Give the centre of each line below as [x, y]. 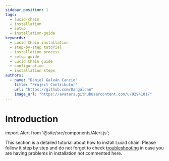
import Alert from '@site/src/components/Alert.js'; [57, 133]
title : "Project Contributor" [46, 85]
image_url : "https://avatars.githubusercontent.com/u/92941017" [83, 94]
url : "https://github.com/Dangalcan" [54, 89]
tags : [11, 15]
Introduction [32, 119]
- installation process [35, 52]
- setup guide [24, 57]
